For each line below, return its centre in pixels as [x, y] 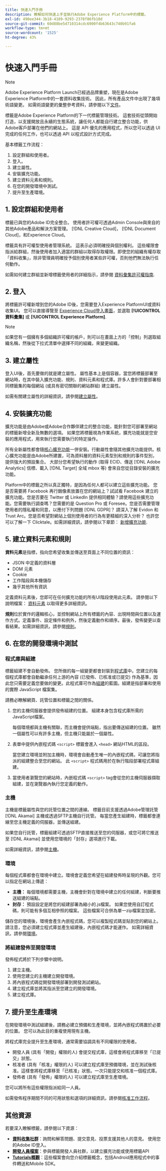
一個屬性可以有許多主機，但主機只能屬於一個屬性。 [64, 733]
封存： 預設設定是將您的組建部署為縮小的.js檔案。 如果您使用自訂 [79, 904]
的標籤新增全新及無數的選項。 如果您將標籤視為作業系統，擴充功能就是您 [79, 433]
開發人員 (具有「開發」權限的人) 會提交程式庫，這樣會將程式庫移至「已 [84, 1052]
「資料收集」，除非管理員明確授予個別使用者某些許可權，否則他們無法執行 [80, 258]
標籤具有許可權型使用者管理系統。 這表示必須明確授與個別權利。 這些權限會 [82, 245]
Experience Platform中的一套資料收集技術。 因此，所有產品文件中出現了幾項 [83, 98]
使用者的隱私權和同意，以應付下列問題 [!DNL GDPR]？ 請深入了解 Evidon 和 [82, 510]
